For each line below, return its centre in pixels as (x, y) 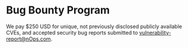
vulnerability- (155, 32)
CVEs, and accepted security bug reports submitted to (72, 32)
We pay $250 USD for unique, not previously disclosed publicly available (94, 26)
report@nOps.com (28, 39)
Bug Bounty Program (58, 10)
